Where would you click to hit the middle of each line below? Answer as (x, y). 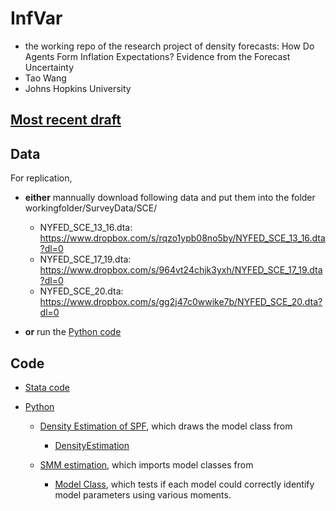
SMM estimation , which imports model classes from (146, 464)
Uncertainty (49, 67)
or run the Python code (73, 332)
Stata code (47, 387)
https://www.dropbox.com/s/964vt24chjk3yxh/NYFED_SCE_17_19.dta (181, 270)
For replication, (41, 178)
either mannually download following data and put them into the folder (170, 198)
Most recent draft (66, 120)
